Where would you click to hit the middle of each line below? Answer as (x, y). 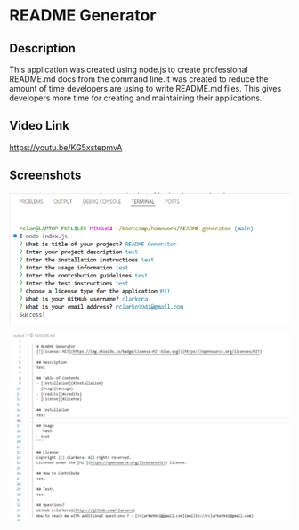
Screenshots (45, 176)
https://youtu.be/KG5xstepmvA (66, 147)
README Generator (83, 16)
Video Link (39, 126)
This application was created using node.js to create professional (129, 69)
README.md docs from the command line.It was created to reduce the (139, 79)
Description (42, 48)
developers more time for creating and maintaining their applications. (136, 98)
